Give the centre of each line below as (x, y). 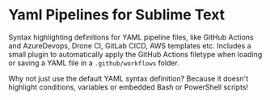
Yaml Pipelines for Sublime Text (117, 15)
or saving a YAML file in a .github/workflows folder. (94, 63)
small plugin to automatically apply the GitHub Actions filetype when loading (135, 54)
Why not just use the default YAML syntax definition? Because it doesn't (129, 78)
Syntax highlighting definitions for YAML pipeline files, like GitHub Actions (131, 37)
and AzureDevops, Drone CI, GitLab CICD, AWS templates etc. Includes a (130, 45)
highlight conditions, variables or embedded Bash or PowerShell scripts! (129, 87)
